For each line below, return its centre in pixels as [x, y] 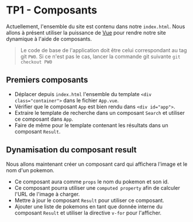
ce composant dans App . [44, 119]
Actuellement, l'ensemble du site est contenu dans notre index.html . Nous [96, 26]
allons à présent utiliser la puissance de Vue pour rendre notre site [86, 32]
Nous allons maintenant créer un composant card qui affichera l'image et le [97, 164]
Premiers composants [47, 80]
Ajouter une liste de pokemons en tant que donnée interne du [88, 206]
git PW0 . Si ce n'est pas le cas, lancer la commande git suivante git [100, 56]
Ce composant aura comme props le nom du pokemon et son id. [92, 182]
